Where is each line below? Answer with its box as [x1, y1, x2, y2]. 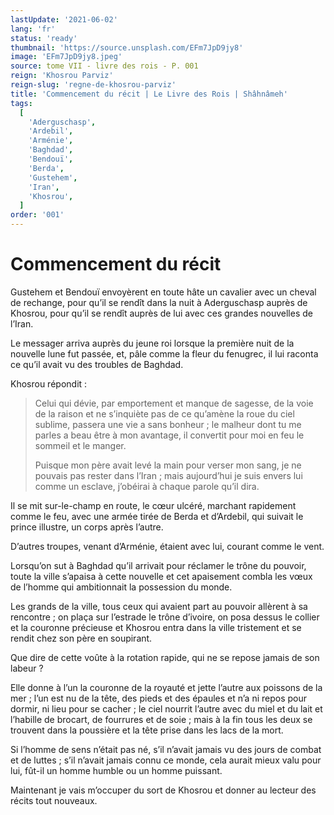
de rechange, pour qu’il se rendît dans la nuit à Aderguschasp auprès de [10, 296, 308, 308]
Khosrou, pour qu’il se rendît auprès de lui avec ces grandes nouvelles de [10, 307, 313, 319]
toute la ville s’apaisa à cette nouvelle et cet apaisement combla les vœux [10, 570, 313, 582]
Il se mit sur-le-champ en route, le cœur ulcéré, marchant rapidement [10, 499, 297, 511]
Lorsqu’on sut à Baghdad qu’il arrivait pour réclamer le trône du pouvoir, [10, 559, 307, 571]
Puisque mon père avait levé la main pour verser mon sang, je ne [34, 459, 302, 471]
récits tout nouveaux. [10, 794, 98, 806]
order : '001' [10, 210, 65, 220]
